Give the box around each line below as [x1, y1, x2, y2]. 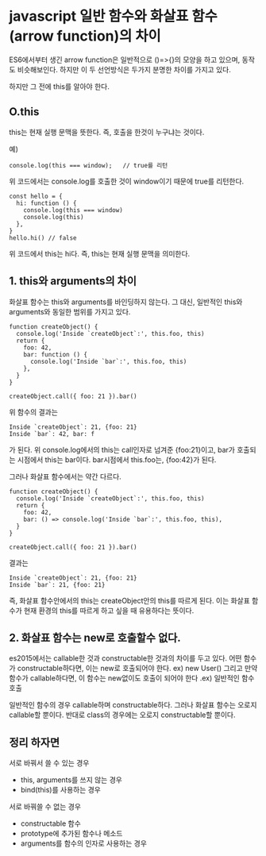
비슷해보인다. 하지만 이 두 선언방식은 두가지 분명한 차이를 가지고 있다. [17, 64, 231, 74]
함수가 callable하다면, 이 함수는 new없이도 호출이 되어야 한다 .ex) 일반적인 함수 [9, 673, 255, 683]
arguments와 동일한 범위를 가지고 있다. [9, 307, 131, 316]
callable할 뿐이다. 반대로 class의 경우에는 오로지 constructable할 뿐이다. [9, 710, 236, 719]
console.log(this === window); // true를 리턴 [9, 161, 168, 169]
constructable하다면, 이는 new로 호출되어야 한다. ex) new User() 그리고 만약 [17, 664, 258, 673]
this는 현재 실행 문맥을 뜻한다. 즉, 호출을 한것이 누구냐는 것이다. [9, 127, 205, 137]
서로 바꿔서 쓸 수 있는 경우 [9, 758, 90, 768]
